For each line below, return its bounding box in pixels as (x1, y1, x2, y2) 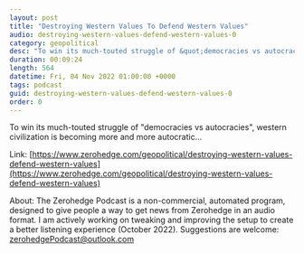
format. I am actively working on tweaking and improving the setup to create (9, 214, 294, 226)
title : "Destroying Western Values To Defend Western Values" (9, 22, 249, 31)
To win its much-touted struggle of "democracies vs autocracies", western (9, 122, 288, 133)
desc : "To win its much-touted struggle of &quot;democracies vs (9, 47, 261, 56)
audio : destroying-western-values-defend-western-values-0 (9, 30, 237, 39)
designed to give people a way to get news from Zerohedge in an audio (9, 205, 276, 216)
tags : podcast (9, 80, 63, 89)
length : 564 (9, 64, 54, 73)
